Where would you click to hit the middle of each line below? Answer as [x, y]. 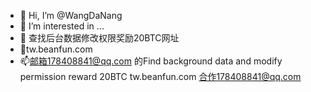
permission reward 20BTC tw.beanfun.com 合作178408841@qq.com [160, 76]
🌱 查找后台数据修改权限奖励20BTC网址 [99, 38]
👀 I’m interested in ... [62, 26]
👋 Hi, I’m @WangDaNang [71, 15]
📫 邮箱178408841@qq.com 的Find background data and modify [151, 61]
